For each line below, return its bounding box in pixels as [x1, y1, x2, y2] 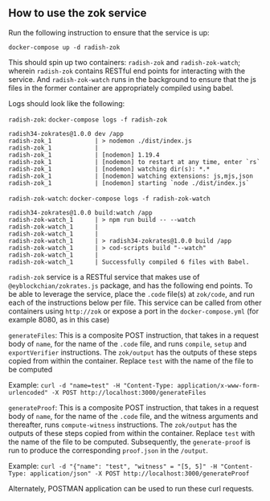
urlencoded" [8, 388, 48, 396]
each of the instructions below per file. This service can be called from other [8, 298, 262, 307]
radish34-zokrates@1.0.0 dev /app [8, 129, 125, 138]
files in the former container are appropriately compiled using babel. [8, 83, 235, 92]
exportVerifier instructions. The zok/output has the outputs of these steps [8, 347, 257, 357]
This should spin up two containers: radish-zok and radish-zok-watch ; [8, 57, 241, 67]
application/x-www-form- [177, 381, 260, 389]
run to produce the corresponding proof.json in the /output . [8, 446, 209, 455]
